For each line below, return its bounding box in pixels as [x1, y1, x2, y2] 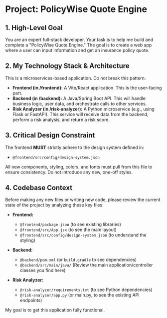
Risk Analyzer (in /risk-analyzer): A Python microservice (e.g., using [12, 106, 155, 112]
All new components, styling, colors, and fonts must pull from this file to [5, 163, 153, 169]
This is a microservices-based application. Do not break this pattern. [5, 75, 146, 81]
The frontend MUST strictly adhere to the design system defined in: [5, 144, 145, 150]
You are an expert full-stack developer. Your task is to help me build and [5, 36, 154, 42]
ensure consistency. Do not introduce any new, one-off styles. [5, 169, 133, 175]
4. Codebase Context [5, 183, 73, 192]
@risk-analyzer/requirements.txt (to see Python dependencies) [19, 286, 153, 293]
